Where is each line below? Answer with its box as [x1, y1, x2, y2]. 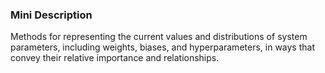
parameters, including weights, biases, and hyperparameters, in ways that [10, 41, 315, 53]
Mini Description [10, 8, 93, 22]
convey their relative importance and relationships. [10, 52, 220, 64]
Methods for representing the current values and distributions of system [10, 31, 308, 43]
